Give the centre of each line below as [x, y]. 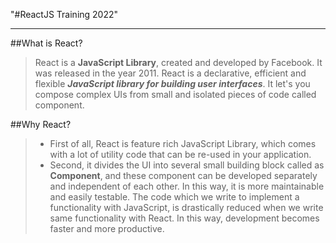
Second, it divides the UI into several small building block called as [187, 165]
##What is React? [46, 43]
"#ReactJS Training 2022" [64, 14]
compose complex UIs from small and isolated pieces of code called [175, 94]
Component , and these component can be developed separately [183, 175]
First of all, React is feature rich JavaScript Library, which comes [183, 143]
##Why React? [41, 124]
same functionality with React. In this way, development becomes [184, 218]
